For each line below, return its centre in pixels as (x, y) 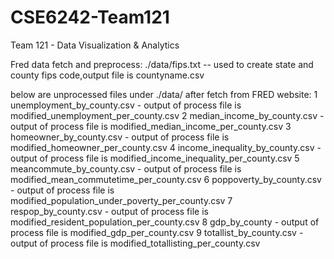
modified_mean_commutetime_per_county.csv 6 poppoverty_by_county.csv (166, 179)
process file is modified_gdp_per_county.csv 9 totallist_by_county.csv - (157, 232)
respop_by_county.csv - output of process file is (109, 211)
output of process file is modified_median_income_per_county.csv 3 (151, 126)
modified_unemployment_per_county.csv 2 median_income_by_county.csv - (167, 115)
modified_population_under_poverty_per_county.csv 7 (121, 200)
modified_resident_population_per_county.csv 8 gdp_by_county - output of (165, 222)
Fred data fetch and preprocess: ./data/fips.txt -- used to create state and (162, 64)
